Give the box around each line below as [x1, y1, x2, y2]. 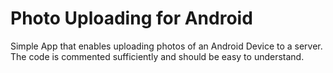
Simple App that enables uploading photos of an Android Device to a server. [10, 40, 323, 52]
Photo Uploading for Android [10, 7, 253, 30]
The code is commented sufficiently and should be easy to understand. [10, 50, 305, 62]
